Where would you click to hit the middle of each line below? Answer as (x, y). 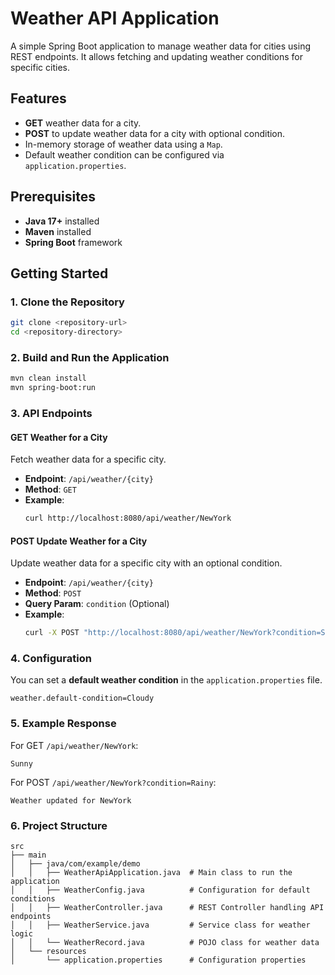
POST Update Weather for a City (79, 541)
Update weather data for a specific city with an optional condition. (146, 563)
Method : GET (50, 489)
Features (38, 98)
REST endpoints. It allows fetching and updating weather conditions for (156, 56)
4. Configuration (51, 659)
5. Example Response (63, 724)
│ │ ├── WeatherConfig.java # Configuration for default (160, 890)
